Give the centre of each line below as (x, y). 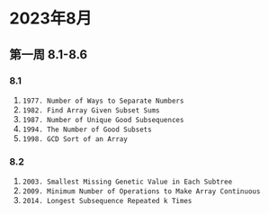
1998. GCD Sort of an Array (75, 139)
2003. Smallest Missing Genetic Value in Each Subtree (127, 182)
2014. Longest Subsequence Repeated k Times (107, 201)
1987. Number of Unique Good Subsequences (103, 120)
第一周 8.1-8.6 (49, 54)
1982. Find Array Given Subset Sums (91, 110)
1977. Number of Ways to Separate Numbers (103, 101)
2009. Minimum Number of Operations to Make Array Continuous (141, 192)
